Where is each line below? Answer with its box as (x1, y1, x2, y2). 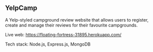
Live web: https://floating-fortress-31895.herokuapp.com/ (5, 31, 122, 37)
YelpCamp (5, 4, 38, 12)
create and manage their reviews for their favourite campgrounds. (5, 22, 138, 28)
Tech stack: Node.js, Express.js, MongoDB (5, 41, 91, 47)
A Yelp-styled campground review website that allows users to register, (5, 17, 149, 23)
